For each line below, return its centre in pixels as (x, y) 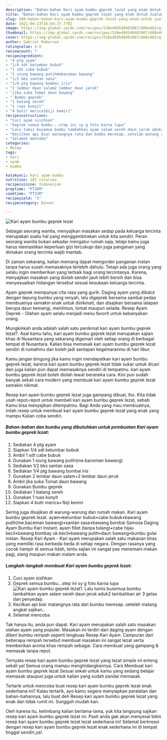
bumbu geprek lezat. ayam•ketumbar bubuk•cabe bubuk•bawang (74, 518)
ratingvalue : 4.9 (24, 47)
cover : (12, 38)
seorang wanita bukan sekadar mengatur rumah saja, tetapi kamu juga (78, 241)
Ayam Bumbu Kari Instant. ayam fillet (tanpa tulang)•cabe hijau (70, 528)
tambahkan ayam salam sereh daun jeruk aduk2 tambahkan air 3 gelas (85, 594)
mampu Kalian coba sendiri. (34, 416)
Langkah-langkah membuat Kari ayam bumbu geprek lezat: (69, 566)
